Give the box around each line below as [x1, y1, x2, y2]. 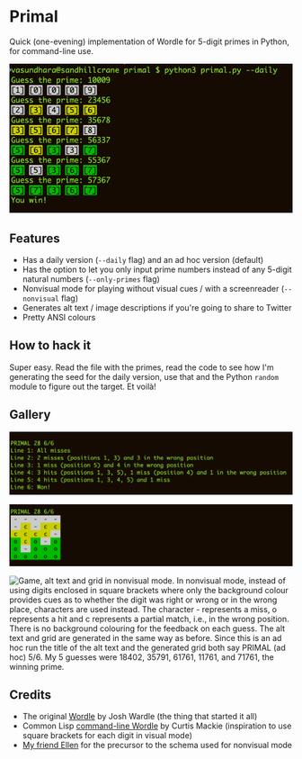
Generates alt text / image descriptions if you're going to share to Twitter [22, 302, 292, 312]
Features [9, 230, 60, 246]
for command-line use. [9, 45, 94, 56]
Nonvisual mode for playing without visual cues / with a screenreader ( [22, 283, 285, 294]
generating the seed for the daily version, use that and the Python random [9, 371, 280, 382]
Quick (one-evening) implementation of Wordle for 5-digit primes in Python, [9, 36, 289, 47]
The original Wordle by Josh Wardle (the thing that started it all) [22, 711, 258, 722]
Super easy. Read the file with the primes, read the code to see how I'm [9, 362, 274, 373]
